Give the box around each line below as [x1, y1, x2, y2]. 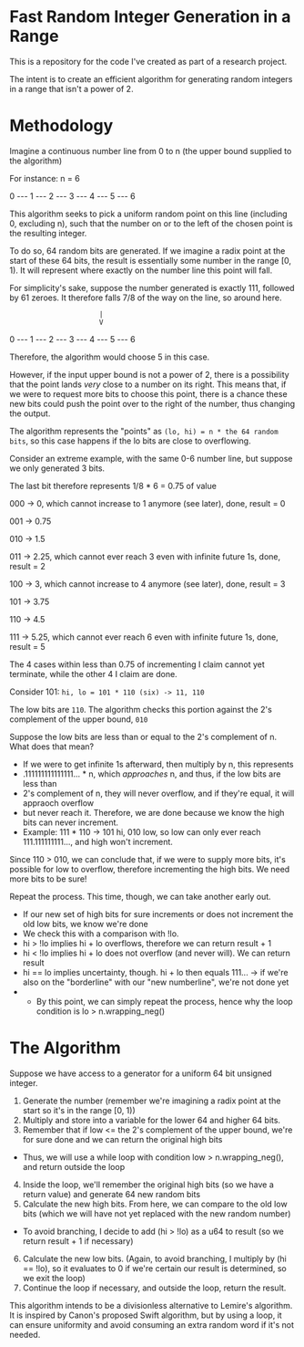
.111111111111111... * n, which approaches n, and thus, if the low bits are [22, 768, 281, 779]
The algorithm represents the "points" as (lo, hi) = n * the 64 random [9, 425, 279, 436]
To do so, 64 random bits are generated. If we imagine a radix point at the [9, 245, 286, 256]
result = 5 [9, 641, 46, 652]
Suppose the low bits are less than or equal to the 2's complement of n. [9, 731, 278, 742]
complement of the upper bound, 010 [9, 714, 148, 725]
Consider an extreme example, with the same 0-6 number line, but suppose [9, 453, 293, 464]
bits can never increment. [22, 817, 119, 828]
